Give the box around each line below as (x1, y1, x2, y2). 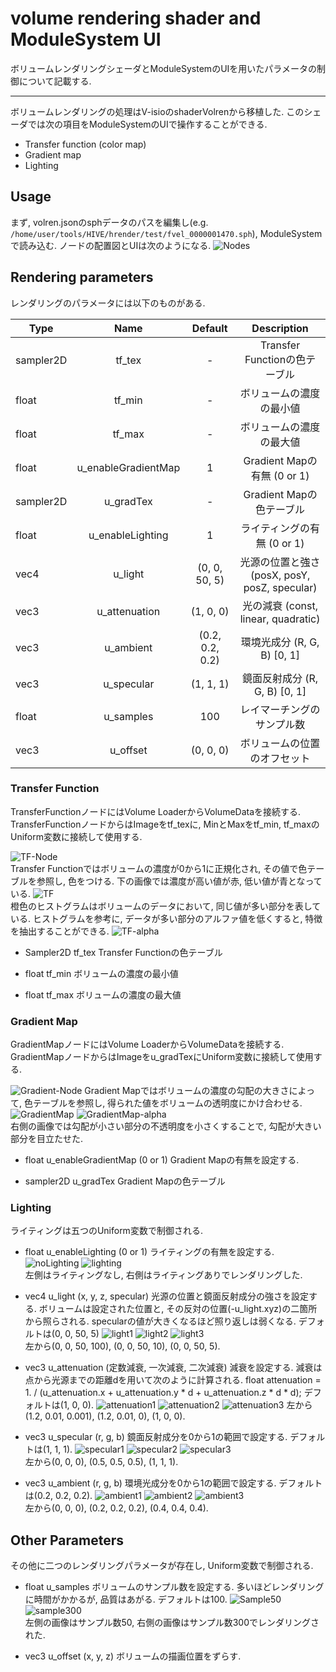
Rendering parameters (10, 269, 154, 286)
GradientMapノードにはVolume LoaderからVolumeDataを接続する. (10, 1038, 285, 1051)
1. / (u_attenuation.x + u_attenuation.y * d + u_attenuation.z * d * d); (24, 1387, 302, 1399)
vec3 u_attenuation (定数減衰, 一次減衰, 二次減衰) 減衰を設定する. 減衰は (24, 1362, 323, 1374)
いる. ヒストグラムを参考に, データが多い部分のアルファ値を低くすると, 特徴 (10, 912, 323, 924)
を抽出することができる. (10, 925, 110, 937)
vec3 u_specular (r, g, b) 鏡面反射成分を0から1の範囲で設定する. (24, 1431, 288, 1443)
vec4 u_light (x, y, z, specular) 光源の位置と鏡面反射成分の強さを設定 (24, 1290, 309, 1302)
